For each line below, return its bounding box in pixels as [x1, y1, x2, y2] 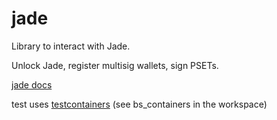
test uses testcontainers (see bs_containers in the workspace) [11, 98, 268, 110]
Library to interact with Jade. [11, 40, 131, 52]
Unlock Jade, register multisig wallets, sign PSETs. [11, 59, 219, 71]
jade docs [11, 78, 53, 91]
